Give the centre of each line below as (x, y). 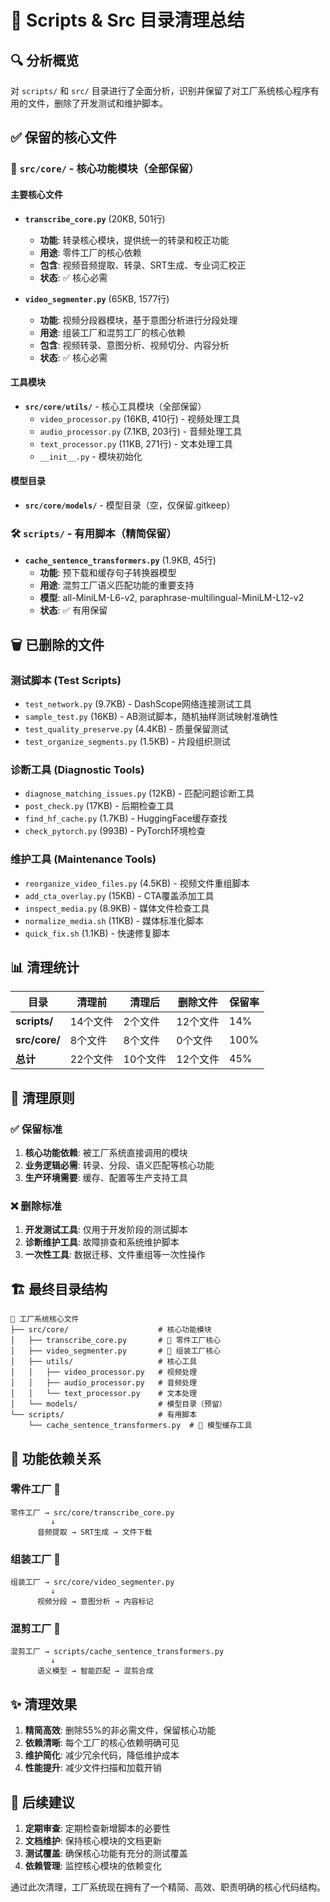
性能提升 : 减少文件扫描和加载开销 (93, 1768)
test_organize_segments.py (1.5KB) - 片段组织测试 (127, 741)
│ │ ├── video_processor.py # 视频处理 (104, 1372)
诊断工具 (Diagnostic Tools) (77, 769)
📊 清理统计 (45, 967)
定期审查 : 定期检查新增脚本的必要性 (97, 1828)
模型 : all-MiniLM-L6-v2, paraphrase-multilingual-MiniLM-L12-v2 (172, 598)
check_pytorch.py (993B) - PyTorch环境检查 (115, 831)
